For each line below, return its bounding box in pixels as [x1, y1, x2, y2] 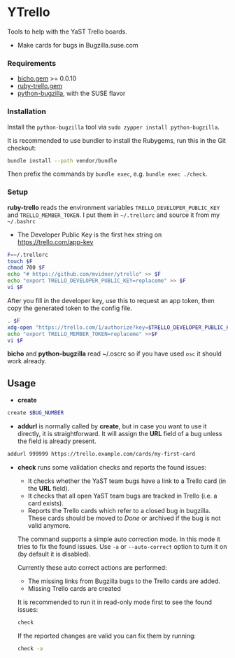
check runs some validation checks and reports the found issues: [17, 463, 206, 472]
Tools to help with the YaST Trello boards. [7, 27, 127, 36]
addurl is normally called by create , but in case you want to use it [17, 422, 207, 430]
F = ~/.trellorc [7, 251, 49, 258]
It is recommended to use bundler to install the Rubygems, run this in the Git [7, 136, 226, 144]
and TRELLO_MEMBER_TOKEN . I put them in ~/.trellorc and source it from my [7, 211, 220, 219]
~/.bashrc [7, 218, 36, 225]
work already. [7, 357, 47, 365]
